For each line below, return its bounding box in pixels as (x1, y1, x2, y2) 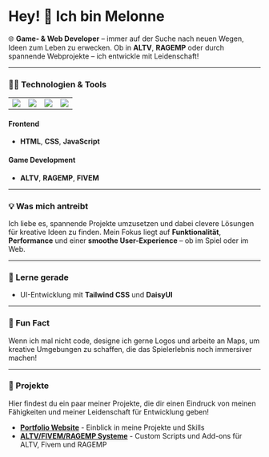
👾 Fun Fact (8, 317, 50, 329)
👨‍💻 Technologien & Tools (8, 79, 106, 90)
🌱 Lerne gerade (8, 272, 70, 283)
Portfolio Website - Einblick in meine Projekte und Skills (19, 423, 205, 432)
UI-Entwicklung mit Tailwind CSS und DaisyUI (19, 290, 173, 300)
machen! (8, 353, 38, 362)
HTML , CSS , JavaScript (19, 136, 100, 147)
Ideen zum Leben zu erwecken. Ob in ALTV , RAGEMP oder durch (8, 42, 225, 52)
